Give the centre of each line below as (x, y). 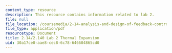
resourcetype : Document (31, 33)
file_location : (21, 24)
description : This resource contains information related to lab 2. (80, 15)
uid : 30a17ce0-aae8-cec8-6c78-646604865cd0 (52, 43)
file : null (17, 19)
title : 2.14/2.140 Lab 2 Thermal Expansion (52, 38)
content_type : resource (31, 10)
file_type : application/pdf (35, 29)
